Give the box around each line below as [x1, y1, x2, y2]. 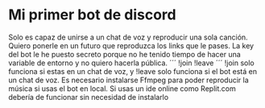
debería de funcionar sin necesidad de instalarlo [8, 92, 169, 102]
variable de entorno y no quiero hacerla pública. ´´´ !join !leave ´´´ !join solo [8, 58, 255, 68]
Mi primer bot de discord [8, 6, 176, 24]
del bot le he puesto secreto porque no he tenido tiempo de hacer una [8, 49, 242, 59]
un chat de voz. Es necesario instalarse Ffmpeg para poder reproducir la [8, 75, 250, 85]
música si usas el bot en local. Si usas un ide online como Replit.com [8, 83, 236, 93]
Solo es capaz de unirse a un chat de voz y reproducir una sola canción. [8, 32, 248, 42]
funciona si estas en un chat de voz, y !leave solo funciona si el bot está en [8, 66, 258, 76]
